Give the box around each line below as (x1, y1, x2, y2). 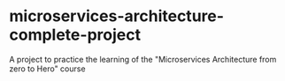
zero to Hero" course (9, 63, 86, 74)
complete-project (9, 25, 142, 45)
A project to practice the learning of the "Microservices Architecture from (9, 54, 277, 64)
